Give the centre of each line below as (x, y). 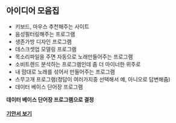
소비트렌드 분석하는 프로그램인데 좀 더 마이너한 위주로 (78, 64)
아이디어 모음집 (33, 11)
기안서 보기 (19, 113)
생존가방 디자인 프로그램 (43, 42)
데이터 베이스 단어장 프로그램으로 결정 (50, 99)
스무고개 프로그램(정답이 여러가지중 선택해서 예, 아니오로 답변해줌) (93, 79)
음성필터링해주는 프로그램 (45, 34)
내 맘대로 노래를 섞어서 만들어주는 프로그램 (65, 72)
